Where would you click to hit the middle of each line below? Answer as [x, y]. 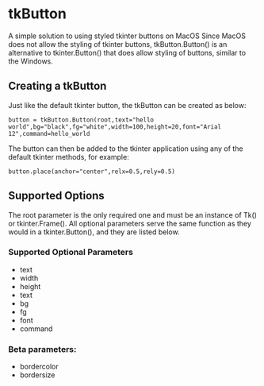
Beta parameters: [42, 349]
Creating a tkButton [57, 86]
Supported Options [56, 196]
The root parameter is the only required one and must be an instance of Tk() [133, 214]
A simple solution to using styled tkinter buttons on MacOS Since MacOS [127, 36]
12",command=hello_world [49, 133]
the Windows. [31, 61]
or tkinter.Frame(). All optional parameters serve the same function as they [130, 223]
